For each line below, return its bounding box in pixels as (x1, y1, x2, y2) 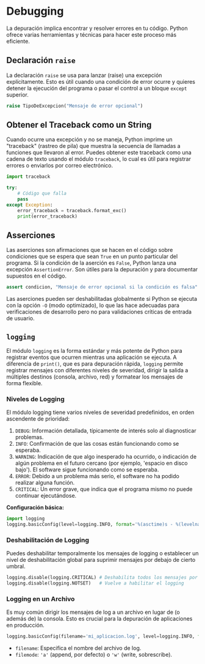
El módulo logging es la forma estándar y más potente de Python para (6, 347, 182, 355)
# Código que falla (17, 191, 67, 197)
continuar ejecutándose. (15, 492, 77, 500)
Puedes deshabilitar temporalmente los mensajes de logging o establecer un (6, 550, 199, 557)
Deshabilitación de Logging (6, 536, 90, 545)
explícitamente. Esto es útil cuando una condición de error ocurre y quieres (6, 78, 196, 85)
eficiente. (6, 37, 31, 45)
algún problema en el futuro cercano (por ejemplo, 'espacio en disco (15, 460, 188, 467)
